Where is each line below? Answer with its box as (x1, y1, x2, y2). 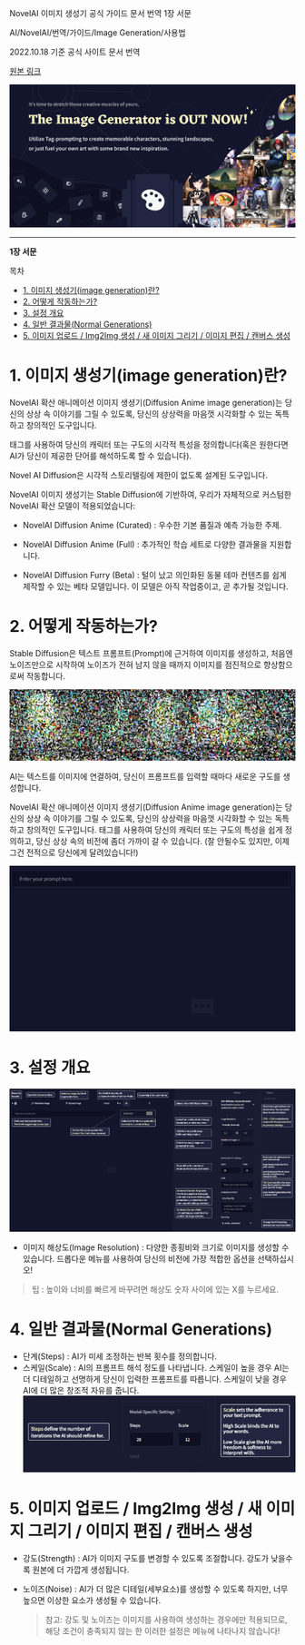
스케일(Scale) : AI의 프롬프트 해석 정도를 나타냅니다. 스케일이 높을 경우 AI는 (22, 1362, 290, 1373)
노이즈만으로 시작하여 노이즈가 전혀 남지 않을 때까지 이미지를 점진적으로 (9, 659, 261, 670)
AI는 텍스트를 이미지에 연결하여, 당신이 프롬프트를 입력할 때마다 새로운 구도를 (9, 771, 281, 782)
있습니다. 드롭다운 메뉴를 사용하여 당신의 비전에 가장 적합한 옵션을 (22, 1253, 256, 1264)
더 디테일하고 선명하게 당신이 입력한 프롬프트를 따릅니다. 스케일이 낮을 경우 (22, 1374, 288, 1384)
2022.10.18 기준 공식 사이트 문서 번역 (9, 46, 141, 57)
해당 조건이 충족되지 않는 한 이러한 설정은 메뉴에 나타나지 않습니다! (44, 1626, 280, 1637)
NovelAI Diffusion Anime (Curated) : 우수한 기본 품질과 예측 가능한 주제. (22, 519, 282, 530)
